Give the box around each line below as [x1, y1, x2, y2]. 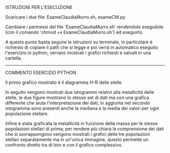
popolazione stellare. [5, 111, 49, 117]
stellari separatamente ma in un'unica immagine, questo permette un [5, 136, 149, 142]
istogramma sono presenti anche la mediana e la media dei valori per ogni [5, 106, 159, 111]
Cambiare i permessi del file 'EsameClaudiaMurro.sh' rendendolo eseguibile [5, 24, 163, 30]
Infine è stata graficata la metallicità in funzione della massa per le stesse [5, 121, 158, 126]
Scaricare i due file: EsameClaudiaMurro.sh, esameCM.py [5, 14, 125, 20]
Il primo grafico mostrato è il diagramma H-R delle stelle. [5, 79, 123, 85]
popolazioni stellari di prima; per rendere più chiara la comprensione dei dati [5, 126, 164, 132]
